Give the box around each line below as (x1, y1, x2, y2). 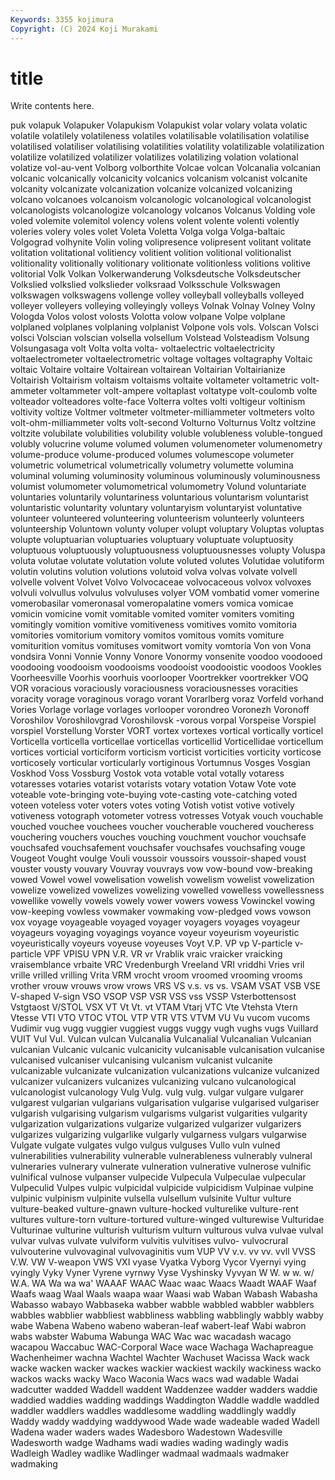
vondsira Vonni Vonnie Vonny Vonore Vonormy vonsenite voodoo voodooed (10, 651, 323, 663)
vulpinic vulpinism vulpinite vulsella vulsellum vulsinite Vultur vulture (10, 1192, 292, 1205)
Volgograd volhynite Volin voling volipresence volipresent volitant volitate (10, 236, 312, 248)
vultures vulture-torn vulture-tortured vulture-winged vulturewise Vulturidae (10, 1214, 325, 1226)
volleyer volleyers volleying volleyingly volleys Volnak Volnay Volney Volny (10, 300, 316, 312)
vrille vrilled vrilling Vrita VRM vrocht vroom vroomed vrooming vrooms (10, 969, 303, 981)
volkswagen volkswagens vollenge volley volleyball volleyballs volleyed (10, 289, 305, 301)
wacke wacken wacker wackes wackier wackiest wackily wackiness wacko (10, 1362, 322, 1375)
